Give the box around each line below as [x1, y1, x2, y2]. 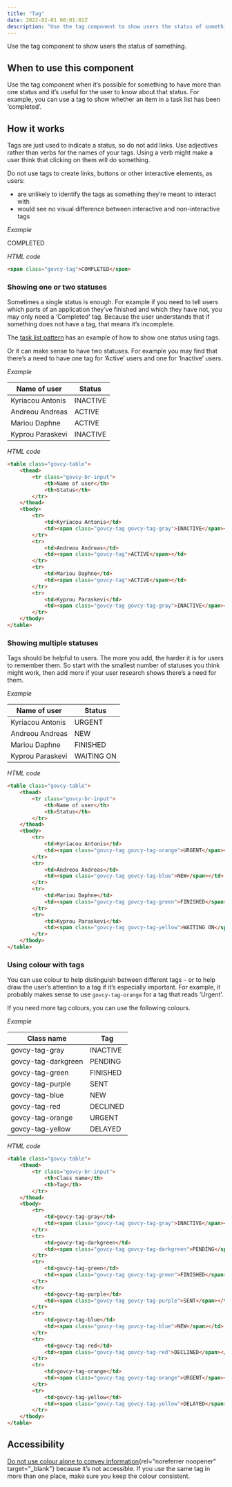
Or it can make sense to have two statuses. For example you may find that [7, 347, 217, 355]
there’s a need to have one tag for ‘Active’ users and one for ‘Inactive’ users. [7, 354, 223, 362]
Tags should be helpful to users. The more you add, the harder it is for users [7, 654, 224, 662]
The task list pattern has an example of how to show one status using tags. [7, 333, 220, 342]
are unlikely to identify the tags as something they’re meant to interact [17, 190, 216, 198]
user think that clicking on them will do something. [7, 156, 151, 164]
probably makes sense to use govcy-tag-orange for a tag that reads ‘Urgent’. [7, 990, 224, 998]
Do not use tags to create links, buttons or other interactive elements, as [7, 169, 213, 177]
